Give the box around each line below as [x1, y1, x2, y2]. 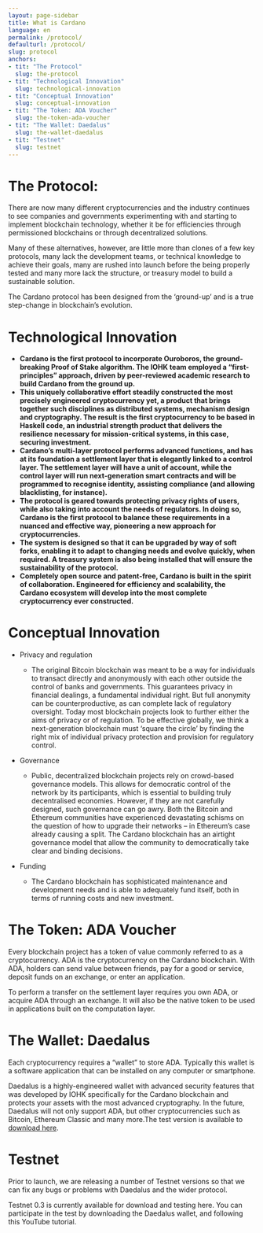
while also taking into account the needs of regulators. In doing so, [19, 504, 242, 514]
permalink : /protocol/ [8, 33, 82, 42]
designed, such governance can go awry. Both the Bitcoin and [31, 804, 233, 814]
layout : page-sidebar [8, 11, 79, 20]
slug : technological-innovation [15, 84, 122, 93]
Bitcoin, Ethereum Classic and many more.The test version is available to [8, 1115, 243, 1124]
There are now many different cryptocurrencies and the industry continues [8, 203, 250, 212]
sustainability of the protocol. [19, 563, 119, 573]
